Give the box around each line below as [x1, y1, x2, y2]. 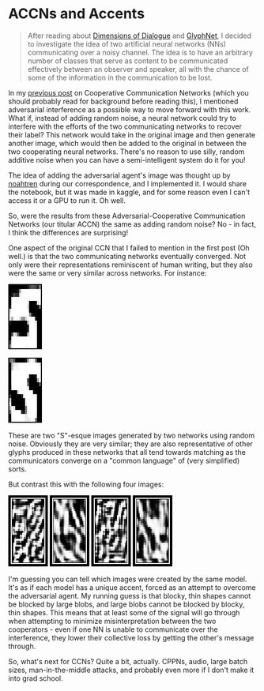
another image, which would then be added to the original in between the [8, 138, 247, 148]
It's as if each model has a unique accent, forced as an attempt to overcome [8, 582, 256, 592]
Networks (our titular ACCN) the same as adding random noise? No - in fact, [8, 219, 257, 229]
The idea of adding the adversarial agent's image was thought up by [8, 171, 231, 180]
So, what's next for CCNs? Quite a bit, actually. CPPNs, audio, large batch [8, 656, 248, 666]
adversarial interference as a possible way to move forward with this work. [8, 104, 251, 115]
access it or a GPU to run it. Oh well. [8, 195, 126, 205]
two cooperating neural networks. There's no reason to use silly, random [8, 147, 245, 156]
